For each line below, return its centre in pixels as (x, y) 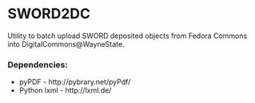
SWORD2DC (49, 14)
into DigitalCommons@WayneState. (66, 44)
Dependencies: (38, 64)
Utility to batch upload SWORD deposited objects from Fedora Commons (127, 36)
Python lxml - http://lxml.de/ (65, 90)
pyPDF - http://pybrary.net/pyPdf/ (75, 82)
